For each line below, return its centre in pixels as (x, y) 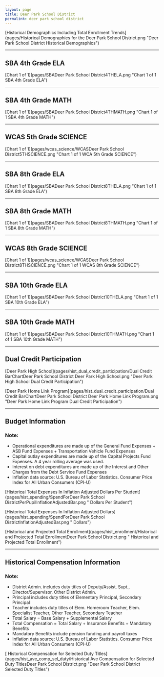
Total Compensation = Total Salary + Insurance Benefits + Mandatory (82, 624)
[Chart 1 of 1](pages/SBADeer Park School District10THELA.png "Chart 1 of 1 (82, 297)
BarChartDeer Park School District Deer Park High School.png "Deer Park (79, 376)
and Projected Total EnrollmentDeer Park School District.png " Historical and (82, 537)
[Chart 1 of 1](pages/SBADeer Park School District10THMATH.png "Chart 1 (80, 334)
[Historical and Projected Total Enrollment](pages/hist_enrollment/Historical (81, 532)
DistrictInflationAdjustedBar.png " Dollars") (48, 522)
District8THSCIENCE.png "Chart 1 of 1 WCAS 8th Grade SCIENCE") (72, 265)
